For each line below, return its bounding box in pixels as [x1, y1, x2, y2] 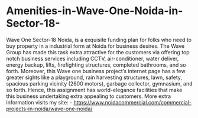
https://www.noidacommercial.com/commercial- [73, 99, 192, 106]
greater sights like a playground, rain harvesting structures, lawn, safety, [6, 74, 182, 81]
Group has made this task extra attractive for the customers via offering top [6, 48, 190, 55]
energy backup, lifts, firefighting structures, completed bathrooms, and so [6, 61, 186, 68]
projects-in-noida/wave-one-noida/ [6, 105, 93, 112]
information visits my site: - [6, 99, 73, 106]
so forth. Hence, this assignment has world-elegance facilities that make [6, 86, 183, 93]
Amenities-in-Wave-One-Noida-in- [6, 4, 183, 18]
